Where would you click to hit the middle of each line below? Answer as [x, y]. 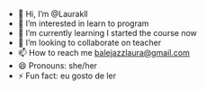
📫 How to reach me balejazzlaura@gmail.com [104, 53]
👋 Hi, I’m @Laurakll [53, 14]
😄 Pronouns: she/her [57, 66]
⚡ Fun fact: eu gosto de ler [67, 76]
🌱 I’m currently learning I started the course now [107, 33]
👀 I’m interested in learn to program [83, 23]
